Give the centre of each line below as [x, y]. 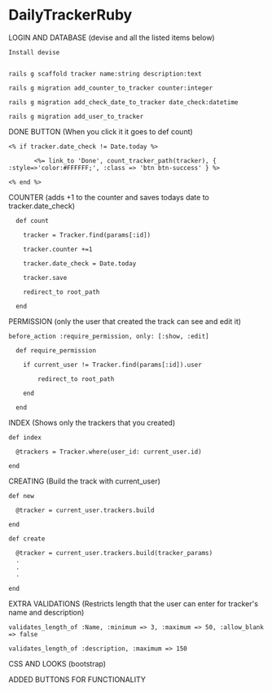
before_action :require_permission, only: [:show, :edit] [109, 336]
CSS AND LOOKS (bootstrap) [57, 663]
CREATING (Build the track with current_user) [85, 481]
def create [27, 539]
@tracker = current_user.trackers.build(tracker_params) [114, 553]
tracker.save [45, 278]
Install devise [34, 52]
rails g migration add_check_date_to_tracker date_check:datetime [123, 102]
